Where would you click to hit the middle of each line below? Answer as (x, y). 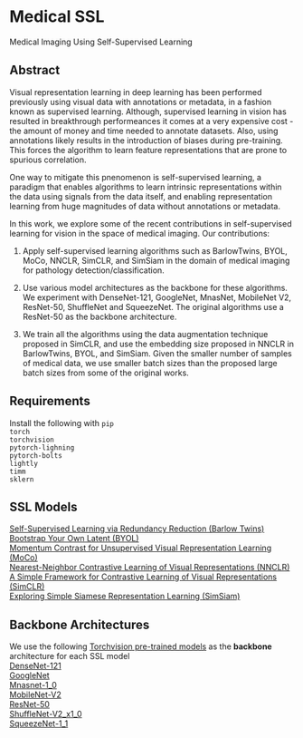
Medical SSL (57, 17)
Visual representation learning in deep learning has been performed (136, 92)
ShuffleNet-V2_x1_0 (46, 714)
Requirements (50, 401)
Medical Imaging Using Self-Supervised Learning (101, 42)
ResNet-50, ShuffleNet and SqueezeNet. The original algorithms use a (153, 306)
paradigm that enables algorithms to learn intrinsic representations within (146, 187)
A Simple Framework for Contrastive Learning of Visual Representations (143, 577)
